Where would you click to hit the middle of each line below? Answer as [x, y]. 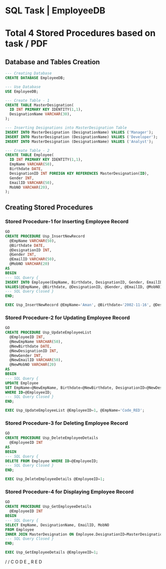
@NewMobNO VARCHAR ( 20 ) [33, 365]
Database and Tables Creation [53, 62]
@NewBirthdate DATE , [31, 346]
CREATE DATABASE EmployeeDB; [35, 78]
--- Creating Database [28, 73]
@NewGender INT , [26, 356]
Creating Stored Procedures [49, 207]
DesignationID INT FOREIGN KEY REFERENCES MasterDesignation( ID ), [79, 173]
